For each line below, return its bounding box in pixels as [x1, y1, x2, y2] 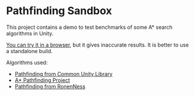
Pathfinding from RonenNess [14, 82, 86, 90]
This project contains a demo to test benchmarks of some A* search [6, 24, 173, 31]
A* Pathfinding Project [14, 77, 70, 84]
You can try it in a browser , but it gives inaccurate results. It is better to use [6, 41, 189, 48]
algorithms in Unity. [6, 29, 54, 37]
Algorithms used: [6, 59, 48, 66]
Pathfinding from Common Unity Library [14, 70, 113, 77]
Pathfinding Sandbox [6, 4, 113, 18]
